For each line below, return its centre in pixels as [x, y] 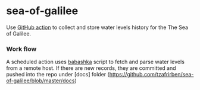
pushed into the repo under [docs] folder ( [58, 75]
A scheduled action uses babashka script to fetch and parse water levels [95, 62]
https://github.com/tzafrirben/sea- [151, 75]
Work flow [21, 49]
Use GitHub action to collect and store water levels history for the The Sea [97, 27]
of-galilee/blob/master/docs [40, 81]
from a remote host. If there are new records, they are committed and [91, 68]
